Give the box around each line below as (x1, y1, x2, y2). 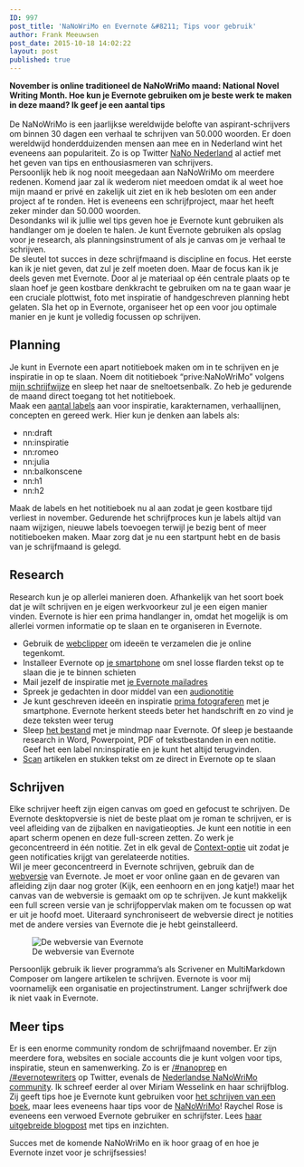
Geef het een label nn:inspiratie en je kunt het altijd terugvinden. (22, 744, 262, 755)
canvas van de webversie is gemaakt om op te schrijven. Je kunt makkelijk (9, 890, 288, 902)
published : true (9, 55, 71, 64)
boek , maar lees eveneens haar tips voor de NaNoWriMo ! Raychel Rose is (9, 1101, 283, 1112)
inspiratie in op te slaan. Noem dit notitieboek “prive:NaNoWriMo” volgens (9, 371, 285, 381)
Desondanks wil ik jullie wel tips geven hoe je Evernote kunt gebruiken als (9, 215, 284, 226)
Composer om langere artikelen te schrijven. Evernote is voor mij (9, 973, 251, 984)
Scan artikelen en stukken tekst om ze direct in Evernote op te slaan (22, 753, 276, 764)
